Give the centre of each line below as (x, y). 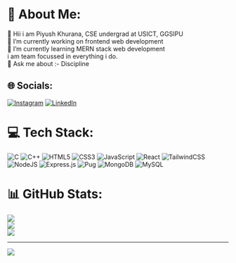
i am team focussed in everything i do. (63, 56)
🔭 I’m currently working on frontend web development (85, 41)
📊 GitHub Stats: (55, 194)
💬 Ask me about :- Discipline (48, 63)
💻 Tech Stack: (51, 132)
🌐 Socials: (30, 86)
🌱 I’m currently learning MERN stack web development (86, 49)
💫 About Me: (44, 14)
